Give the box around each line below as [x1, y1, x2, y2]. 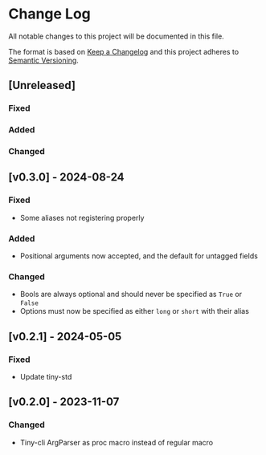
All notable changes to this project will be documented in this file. [8, 31, 225, 41]
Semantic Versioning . [8, 55, 79, 65]
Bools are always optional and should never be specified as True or [19, 290, 243, 299]
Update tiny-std [19, 372, 72, 382]
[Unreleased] [8, 79, 76, 92]
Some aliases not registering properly [19, 213, 145, 222]
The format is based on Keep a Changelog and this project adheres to [8, 47, 239, 56]
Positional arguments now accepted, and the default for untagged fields [19, 251, 259, 261]
